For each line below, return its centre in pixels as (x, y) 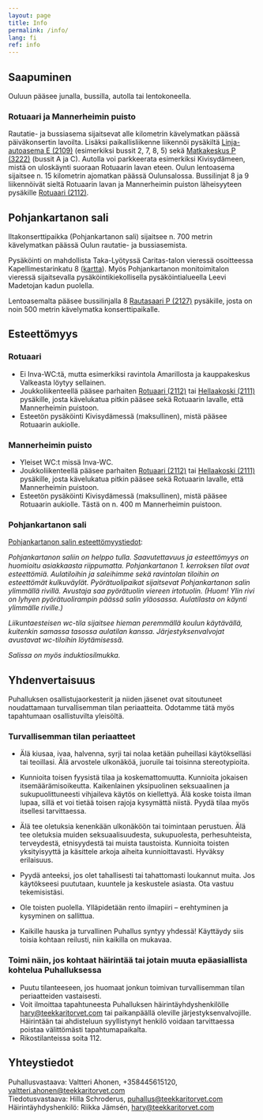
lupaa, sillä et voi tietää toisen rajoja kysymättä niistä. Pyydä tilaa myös (134, 803)
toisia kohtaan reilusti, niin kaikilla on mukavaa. (96, 940)
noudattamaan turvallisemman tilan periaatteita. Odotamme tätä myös (121, 708)
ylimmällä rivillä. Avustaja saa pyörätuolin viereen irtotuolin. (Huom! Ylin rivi (131, 591)
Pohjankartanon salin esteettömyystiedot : (76, 542)
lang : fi (23, 38)
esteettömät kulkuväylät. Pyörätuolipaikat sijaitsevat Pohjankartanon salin (129, 583)
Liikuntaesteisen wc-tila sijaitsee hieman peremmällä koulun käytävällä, (126, 623)
